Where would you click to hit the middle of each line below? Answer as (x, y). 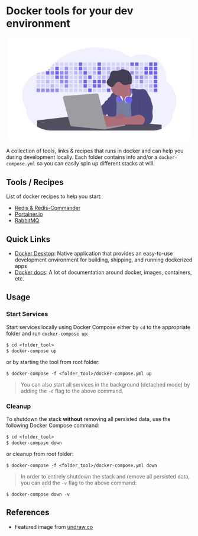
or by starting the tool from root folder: (53, 362)
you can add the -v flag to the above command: (79, 483)
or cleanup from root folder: (40, 454)
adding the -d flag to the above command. (72, 391)
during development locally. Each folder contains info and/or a (82, 157)
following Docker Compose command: (53, 426)
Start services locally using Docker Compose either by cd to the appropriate (98, 327)
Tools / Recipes (35, 182)
